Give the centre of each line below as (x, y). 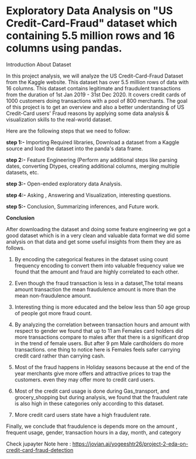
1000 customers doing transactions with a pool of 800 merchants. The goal (97, 100)
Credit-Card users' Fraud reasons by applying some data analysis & (87, 113)
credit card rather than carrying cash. (60, 356)
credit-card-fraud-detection (40, 450)
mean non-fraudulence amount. (53, 295)
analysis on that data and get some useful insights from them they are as (94, 241)
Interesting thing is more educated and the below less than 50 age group (102, 307)
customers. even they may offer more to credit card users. (85, 379)
